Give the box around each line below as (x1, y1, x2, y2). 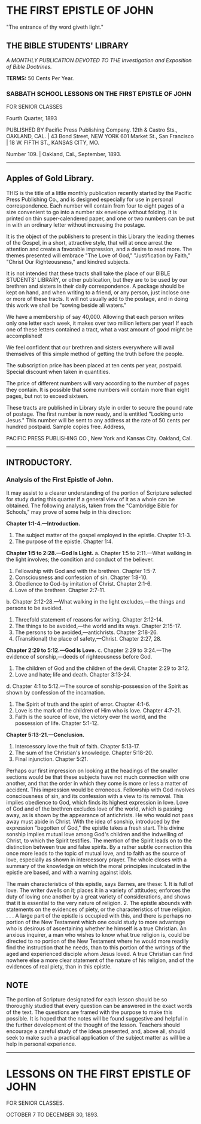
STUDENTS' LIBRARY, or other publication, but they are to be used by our (6, 276, 188, 283)
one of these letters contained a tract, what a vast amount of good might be (6, 325, 193, 333)
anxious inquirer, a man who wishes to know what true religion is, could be (6, 931, 190, 938)
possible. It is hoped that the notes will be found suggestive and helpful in (6, 1015, 188, 1022)
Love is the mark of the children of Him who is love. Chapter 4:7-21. (14, 706, 181, 714)
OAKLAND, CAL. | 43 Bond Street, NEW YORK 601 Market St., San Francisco (6, 133, 194, 140)
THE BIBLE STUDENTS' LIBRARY (6, 41, 129, 51)
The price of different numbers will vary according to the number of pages (6, 379, 190, 386)
